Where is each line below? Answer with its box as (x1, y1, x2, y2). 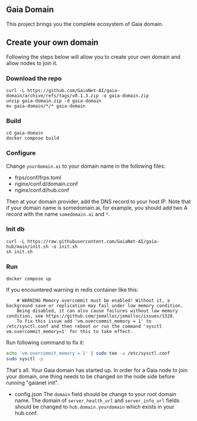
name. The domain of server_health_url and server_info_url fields (14, 397, 180, 404)
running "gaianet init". (6, 379, 59, 386)
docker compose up (6, 276, 51, 282)
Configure (6, 149, 36, 157)
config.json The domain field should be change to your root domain (14, 390, 177, 397)
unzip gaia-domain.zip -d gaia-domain (6, 97, 101, 104)
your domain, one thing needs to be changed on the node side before (6, 373, 175, 380)
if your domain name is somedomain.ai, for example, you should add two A (6, 204, 188, 211)
